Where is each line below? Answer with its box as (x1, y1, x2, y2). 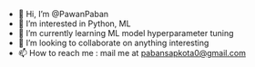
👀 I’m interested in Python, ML (17, 18, 131, 29)
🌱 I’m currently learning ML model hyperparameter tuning (17, 28, 234, 38)
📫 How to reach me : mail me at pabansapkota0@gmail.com (17, 48, 246, 58)
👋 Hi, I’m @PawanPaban (17, 9, 109, 19)
